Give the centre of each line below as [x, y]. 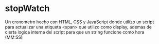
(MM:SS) [14, 37]
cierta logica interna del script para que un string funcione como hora [75, 32]
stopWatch [27, 8]
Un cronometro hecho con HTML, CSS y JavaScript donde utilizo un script [79, 22]
